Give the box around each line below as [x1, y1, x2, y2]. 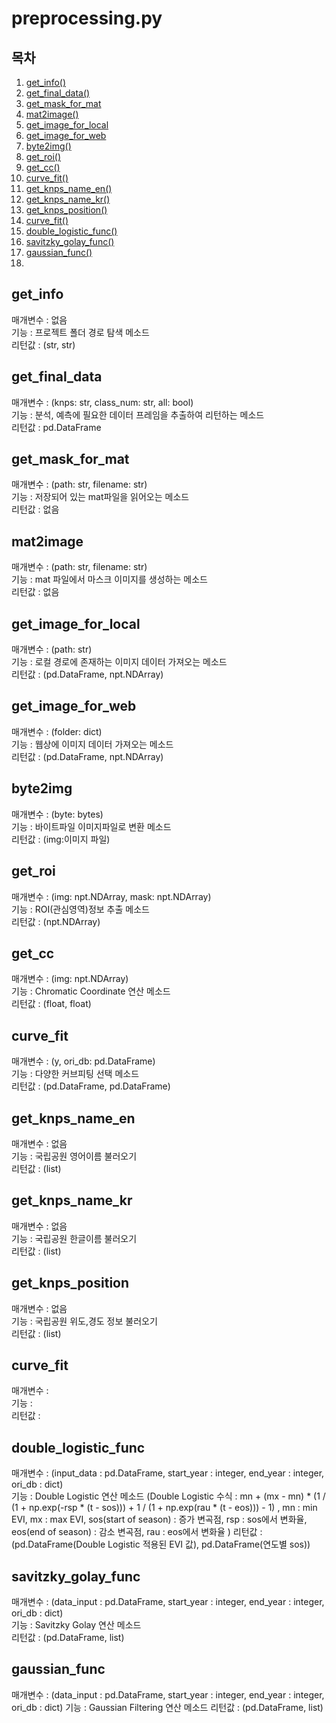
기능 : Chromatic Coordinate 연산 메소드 [11, 985, 171, 997]
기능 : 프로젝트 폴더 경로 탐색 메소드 [11, 326, 150, 338]
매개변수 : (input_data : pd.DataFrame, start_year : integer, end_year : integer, [11, 1467, 325, 1479]
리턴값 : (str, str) [11, 338, 76, 351]
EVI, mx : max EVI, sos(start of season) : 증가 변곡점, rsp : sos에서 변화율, [11, 1513, 308, 1526]
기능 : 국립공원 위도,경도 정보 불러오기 [11, 1315, 158, 1327]
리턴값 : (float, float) [11, 998, 92, 1010]
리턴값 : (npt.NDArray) [11, 915, 101, 927]
